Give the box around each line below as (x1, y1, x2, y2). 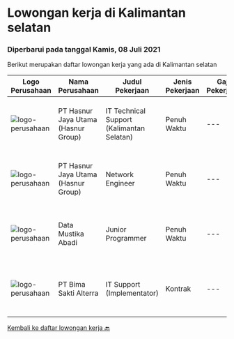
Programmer (105, 234, 147, 243)
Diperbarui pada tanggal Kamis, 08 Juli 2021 (7, 45, 161, 54)
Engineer (105, 179, 135, 188)
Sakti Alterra (58, 288, 99, 298)
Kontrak (165, 284, 192, 294)
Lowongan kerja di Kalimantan (7, 5, 187, 21)
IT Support (105, 280, 141, 289)
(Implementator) (105, 288, 159, 298)
